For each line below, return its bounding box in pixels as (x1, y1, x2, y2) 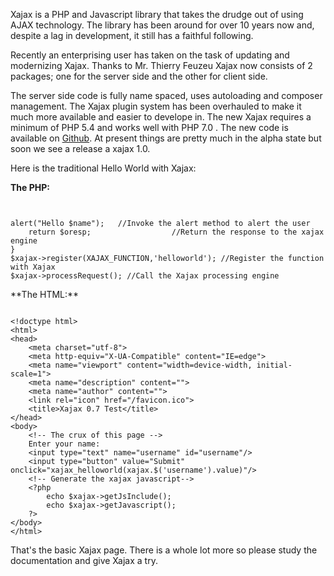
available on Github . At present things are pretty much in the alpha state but (10, 132, 322, 144)
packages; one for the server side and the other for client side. (10, 70, 268, 82)
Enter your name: (28, 439, 101, 449)
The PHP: (10, 182, 50, 193)
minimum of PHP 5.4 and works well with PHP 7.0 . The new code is (10, 122, 289, 133)
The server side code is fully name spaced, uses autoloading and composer (10, 90, 323, 101)
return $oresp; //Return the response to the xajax (28, 227, 325, 237)
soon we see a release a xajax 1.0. (10, 143, 151, 154)
